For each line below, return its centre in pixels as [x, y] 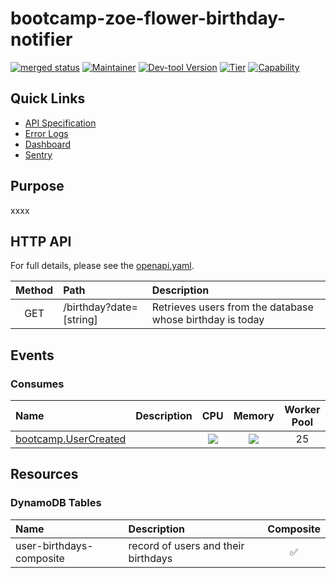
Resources [44, 474]
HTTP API [41, 241]
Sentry [38, 154]
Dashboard [48, 144]
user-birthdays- [54, 545]
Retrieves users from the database [232, 307]
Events [32, 355]
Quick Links [48, 98]
